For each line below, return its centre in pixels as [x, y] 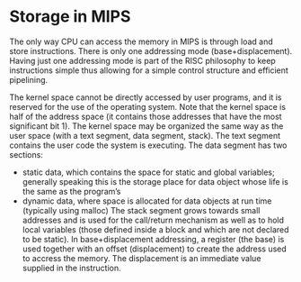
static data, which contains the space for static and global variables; [149, 172]
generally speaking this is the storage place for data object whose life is [155, 181]
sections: [26, 154]
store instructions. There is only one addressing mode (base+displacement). [151, 50]
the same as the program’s [71, 191]
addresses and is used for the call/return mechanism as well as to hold [153, 220]
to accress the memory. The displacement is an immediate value [142, 258]
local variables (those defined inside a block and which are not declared [155, 229]
